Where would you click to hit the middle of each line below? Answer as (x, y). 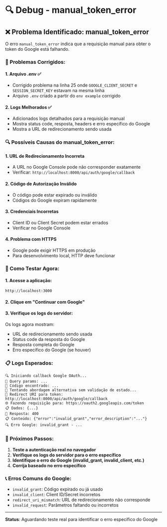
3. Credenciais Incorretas (32, 211)
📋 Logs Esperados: (29, 363)
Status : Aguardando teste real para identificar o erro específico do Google (82, 519)
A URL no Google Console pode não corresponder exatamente (76, 167)
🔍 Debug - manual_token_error (71, 10)
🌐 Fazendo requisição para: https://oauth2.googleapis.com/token (75, 403)
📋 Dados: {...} (22, 408)
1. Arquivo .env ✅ (23, 74)
